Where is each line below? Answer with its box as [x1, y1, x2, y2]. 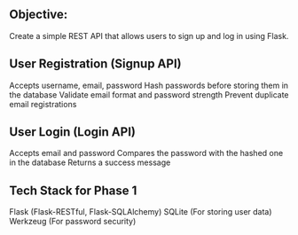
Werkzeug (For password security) [9, 216, 137, 227]
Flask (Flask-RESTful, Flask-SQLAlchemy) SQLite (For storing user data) [9, 207, 272, 217]
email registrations [9, 98, 77, 109]
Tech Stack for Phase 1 [9, 183, 137, 198]
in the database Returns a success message [9, 157, 171, 168]
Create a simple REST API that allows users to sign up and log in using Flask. [9, 30, 289, 41]
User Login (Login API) [9, 124, 136, 140]
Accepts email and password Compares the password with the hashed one [9, 148, 284, 159]
